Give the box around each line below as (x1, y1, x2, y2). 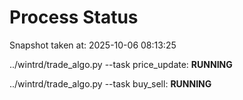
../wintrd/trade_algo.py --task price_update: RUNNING (9, 58, 233, 70)
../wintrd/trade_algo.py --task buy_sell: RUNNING (9, 77, 212, 90)
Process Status (9, 6, 139, 29)
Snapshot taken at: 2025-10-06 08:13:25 (9, 39, 177, 51)
